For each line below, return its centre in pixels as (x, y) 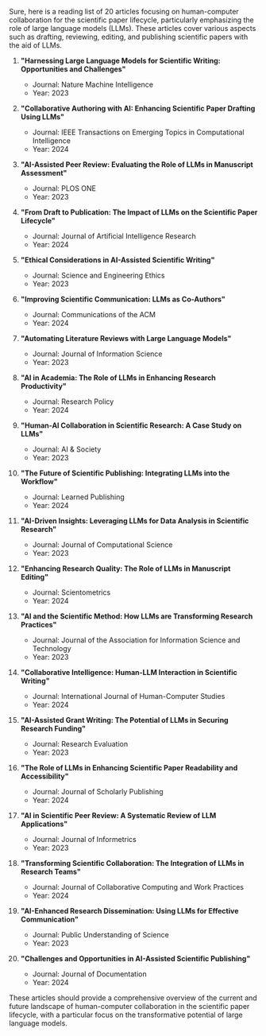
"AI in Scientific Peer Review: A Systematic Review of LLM (118, 815)
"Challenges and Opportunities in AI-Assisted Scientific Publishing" (135, 958)
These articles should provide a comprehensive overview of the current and (133, 998)
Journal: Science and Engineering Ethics (98, 275)
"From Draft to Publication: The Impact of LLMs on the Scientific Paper (139, 212)
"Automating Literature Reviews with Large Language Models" (126, 338)
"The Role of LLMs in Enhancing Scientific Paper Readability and (129, 768)
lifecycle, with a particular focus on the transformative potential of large (126, 1015)
